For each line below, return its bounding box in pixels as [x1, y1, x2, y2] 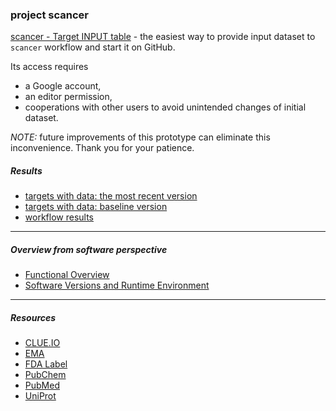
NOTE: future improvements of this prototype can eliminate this [10, 131, 271, 143]
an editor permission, [24, 91, 113, 103]
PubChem [24, 369, 67, 381]
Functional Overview [24, 269, 110, 281]
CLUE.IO [24, 337, 61, 349]
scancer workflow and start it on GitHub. [10, 41, 176, 53]
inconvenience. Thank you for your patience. [10, 142, 195, 154]
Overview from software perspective [10, 243, 168, 255]
